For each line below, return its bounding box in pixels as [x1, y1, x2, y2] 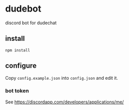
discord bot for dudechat [5, 20, 57, 26]
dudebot [5, 3, 42, 15]
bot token [5, 87, 29, 94]
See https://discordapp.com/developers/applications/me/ [5, 99, 124, 105]
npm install [5, 47, 30, 53]
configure [5, 62, 37, 70]
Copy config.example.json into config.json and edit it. [5, 75, 118, 81]
